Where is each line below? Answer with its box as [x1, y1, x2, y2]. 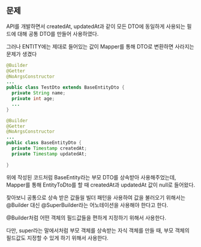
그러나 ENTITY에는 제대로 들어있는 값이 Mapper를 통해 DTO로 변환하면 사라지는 [6, 42, 194, 50]
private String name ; [11, 90, 66, 96]
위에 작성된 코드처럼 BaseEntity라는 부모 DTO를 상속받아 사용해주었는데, [6, 173, 176, 181]
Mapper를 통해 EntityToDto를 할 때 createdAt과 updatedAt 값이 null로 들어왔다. [6, 181, 196, 188]
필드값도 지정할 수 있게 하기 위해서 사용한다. [6, 234, 109, 241]
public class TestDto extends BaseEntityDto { [6, 84, 125, 91]
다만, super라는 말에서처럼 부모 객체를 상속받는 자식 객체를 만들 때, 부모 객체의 [6, 227, 190, 234]
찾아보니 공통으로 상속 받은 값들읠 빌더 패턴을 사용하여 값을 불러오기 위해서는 [6, 194, 186, 201]
